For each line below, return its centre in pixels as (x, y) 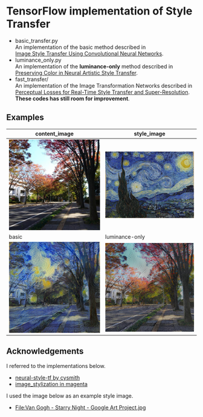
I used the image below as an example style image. (70, 396)
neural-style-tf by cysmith (47, 377)
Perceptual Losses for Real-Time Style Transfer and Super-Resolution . (102, 92)
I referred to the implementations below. (56, 366)
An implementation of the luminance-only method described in (94, 66)
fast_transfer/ (32, 79)
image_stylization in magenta (51, 384)
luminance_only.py (38, 60)
